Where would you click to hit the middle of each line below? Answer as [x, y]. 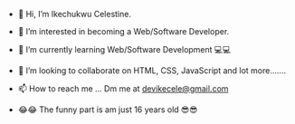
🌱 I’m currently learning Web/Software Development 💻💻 [124, 49]
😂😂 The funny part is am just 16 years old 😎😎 [108, 110]
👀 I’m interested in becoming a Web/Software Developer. [124, 31]
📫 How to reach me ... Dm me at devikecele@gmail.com [123, 89]
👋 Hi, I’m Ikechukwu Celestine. [74, 14]
